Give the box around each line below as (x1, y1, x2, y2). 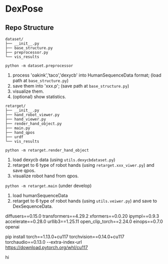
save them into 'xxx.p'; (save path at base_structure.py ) (12, 83, 130, 89)
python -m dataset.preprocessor (5, 63, 73, 68)
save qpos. (12, 168, 36, 173)
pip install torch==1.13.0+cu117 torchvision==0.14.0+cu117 (5, 234, 125, 240)
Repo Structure (5, 23, 54, 32)
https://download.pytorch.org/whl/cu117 (5, 244, 88, 250)
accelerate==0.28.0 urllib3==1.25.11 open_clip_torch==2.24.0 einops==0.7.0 (5, 218, 163, 224)
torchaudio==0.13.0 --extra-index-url (5, 239, 82, 245)
